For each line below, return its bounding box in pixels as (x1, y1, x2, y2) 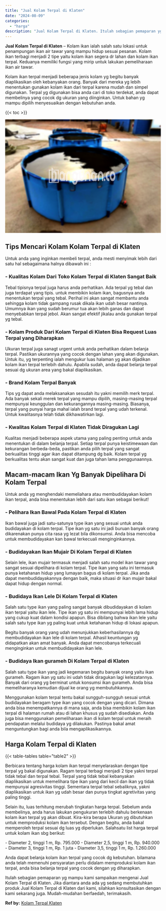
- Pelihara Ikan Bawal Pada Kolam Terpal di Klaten (5, 509, 126, 516)
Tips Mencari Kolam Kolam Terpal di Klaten (5, 242, 141, 251)
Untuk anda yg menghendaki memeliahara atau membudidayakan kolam (5, 491, 152, 497)
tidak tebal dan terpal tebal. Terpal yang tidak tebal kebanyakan (5, 773, 134, 779)
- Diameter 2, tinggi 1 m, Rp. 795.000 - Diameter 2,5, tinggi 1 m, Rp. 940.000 (5, 840, 160, 846)
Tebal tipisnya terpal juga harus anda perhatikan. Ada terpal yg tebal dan (5, 285, 153, 290)
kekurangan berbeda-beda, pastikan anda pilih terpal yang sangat (5, 445, 140, 451)
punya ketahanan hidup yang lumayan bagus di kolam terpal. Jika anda (5, 570, 150, 576)
